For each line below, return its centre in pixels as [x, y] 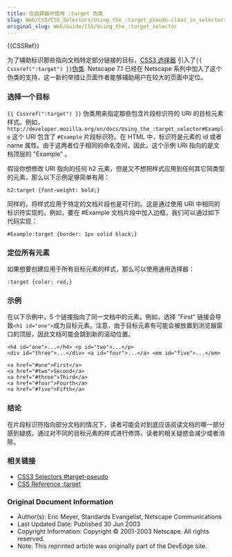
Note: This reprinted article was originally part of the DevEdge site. [112, 546]
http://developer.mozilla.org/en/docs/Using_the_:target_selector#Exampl [116, 129]
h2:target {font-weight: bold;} [54, 190]
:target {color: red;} [40, 282]
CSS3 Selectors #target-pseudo [62, 476]
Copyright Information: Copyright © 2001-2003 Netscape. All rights [113, 531]
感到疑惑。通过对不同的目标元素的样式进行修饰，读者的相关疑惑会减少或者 [113, 433]
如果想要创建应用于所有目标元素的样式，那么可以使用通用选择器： [101, 269]
